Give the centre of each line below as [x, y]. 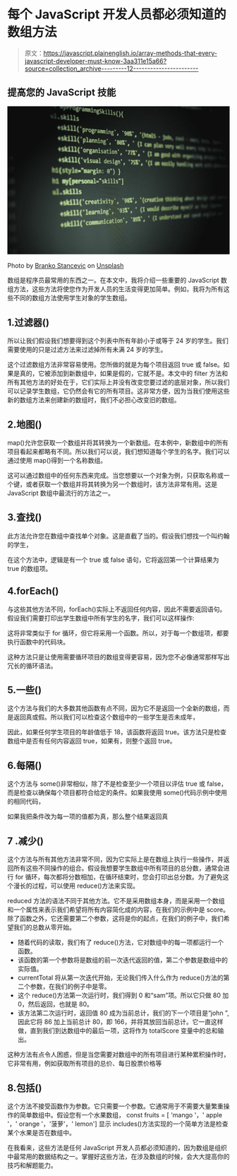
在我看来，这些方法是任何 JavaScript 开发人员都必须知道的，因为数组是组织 [117, 1147]
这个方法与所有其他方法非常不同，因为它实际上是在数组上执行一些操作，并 [115, 859]
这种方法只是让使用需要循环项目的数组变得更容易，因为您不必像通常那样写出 [119, 657]
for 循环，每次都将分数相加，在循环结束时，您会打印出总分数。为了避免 [119, 877]
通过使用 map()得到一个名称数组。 [57, 461]
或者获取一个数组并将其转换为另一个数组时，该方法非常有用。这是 [121, 484]
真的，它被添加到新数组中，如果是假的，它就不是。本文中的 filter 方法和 [123, 374]
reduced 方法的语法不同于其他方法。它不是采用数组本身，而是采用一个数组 [116, 901]
